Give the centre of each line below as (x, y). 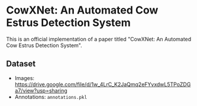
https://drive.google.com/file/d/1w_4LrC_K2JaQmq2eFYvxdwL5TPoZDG (103, 84)
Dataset (21, 64)
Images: (24, 78)
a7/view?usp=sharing (41, 90)
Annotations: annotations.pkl (51, 97)
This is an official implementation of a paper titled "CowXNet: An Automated (99, 39)
